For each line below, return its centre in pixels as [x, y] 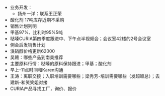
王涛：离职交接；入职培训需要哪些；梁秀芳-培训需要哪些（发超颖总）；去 [85, 76]
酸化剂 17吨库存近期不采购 [37, 20]
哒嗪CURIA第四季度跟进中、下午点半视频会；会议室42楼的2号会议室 [80, 38]
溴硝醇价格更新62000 [32, 51]
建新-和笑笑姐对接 [29, 82]
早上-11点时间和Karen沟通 [37, 70]
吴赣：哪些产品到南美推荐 [36, 57]
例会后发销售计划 [28, 45]
